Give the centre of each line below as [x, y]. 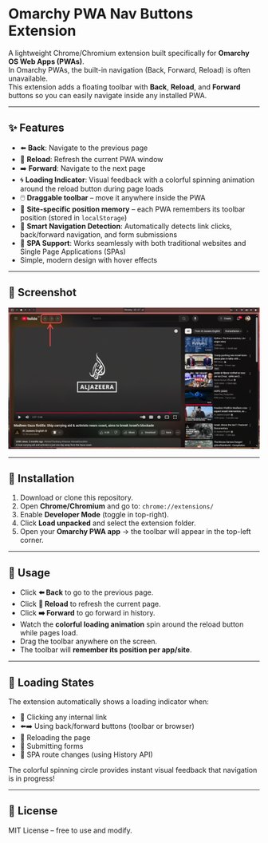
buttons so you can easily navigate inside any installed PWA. [108, 95]
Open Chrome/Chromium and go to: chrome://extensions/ [116, 506]
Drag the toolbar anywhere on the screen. [89, 641]
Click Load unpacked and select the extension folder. [108, 523]
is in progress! [32, 778]
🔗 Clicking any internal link [63, 717]
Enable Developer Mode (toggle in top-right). [94, 515]
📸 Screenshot [43, 293]
